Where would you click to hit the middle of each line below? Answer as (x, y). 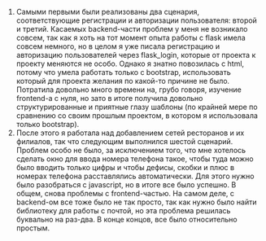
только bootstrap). (48, 124)
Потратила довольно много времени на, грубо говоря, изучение (129, 90)
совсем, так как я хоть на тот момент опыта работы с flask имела (131, 37)
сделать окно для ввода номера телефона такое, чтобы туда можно (135, 159)
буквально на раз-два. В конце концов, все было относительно (126, 219)
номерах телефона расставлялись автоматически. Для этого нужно (135, 176)
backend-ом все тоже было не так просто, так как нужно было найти (136, 202)
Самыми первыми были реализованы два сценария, (108, 12)
